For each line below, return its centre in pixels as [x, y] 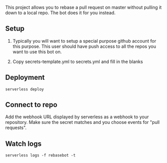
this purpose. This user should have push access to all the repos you [84, 46]
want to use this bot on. [37, 52]
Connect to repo [31, 105]
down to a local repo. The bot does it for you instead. [60, 13]
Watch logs [24, 143]
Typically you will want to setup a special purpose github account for [84, 41]
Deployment [25, 77]
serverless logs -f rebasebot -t [40, 155]
